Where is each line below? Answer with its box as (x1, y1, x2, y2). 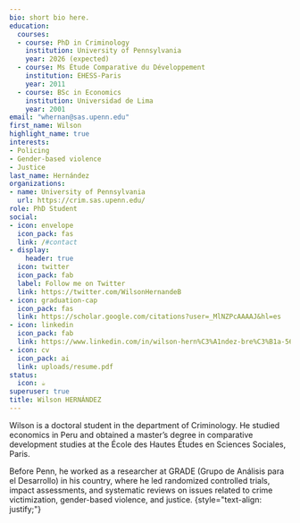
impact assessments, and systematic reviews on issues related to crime (9, 485, 273, 495)
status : (9, 370, 38, 380)
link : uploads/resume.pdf (17, 362, 114, 371)
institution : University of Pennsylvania (25, 46, 181, 55)
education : (9, 21, 50, 30)
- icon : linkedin (9, 321, 74, 330)
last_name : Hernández (9, 171, 90, 180)
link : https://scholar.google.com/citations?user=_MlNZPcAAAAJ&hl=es (17, 312, 281, 322)
